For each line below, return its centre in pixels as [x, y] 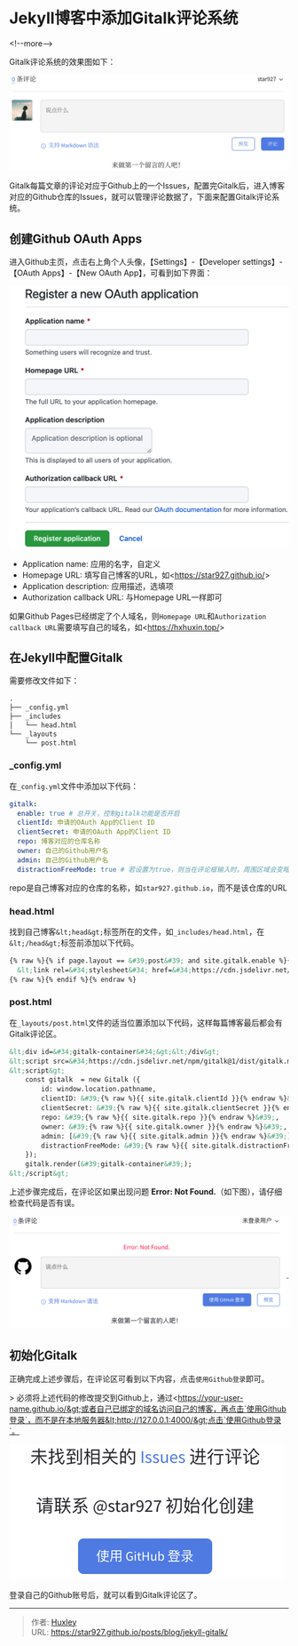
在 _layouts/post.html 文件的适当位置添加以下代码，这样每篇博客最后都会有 [146, 1022]
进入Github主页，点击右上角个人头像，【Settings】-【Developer [125, 262]
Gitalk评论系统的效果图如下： [63, 61]
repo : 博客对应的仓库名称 [59, 842]
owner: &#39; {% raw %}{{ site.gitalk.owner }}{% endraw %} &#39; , [165, 1127]
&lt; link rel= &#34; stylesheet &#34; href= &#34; [105, 970]
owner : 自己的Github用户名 [63, 851]
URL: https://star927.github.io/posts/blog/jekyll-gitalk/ [129, 1632]
